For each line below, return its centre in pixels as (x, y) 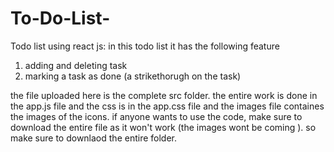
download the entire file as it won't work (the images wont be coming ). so (163, 127)
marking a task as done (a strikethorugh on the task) (133, 76)
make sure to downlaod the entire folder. (93, 138)
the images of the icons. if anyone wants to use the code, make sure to (156, 116)
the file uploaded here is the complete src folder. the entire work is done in (164, 95)
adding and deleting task (76, 65)
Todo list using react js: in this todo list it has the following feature (145, 46)
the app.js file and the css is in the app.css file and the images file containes (167, 106)
